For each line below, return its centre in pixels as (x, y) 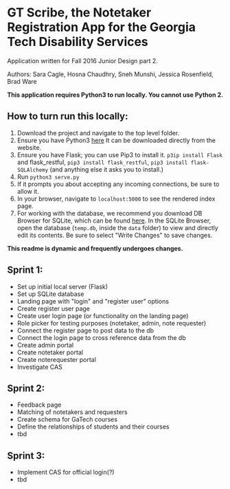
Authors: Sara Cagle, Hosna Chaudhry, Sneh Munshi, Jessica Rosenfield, (111, 74)
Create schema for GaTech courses (67, 420)
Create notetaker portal (50, 352)
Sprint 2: (26, 388)
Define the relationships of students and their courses (93, 427)
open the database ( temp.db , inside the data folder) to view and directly (117, 227)
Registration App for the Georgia (102, 27)
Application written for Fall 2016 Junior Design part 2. (82, 60)
